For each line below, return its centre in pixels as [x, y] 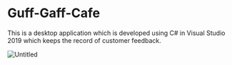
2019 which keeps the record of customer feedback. [85, 40]
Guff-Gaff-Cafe [54, 13]
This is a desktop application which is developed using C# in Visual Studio [116, 33]
